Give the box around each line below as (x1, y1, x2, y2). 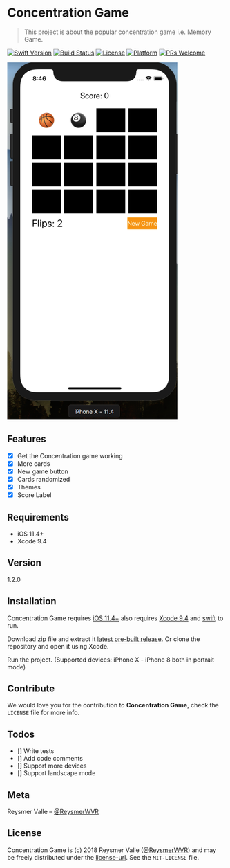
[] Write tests (17, 747, 55, 755)
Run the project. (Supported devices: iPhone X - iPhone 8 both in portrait (7, 655, 215, 664)
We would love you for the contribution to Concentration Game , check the (7, 701, 220, 709)
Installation (7, 595, 57, 607)
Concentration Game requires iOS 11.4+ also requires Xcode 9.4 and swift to (7, 614, 224, 622)
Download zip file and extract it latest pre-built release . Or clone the (7, 635, 200, 643)
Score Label (17, 491, 52, 499)
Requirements (7, 511, 69, 523)
